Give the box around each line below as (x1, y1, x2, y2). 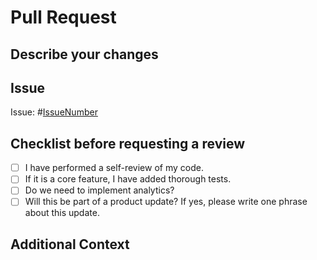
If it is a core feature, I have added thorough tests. (24, 173, 232, 185)
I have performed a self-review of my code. (24, 162, 204, 174)
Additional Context (10, 236, 130, 253)
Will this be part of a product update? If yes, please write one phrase (24, 196, 308, 208)
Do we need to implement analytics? (24, 184, 175, 196)
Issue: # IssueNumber (10, 106, 98, 118)
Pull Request (10, 6, 117, 29)
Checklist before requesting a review (10, 135, 246, 152)
